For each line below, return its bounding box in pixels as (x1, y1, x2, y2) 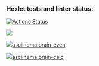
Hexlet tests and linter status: (6, 5, 94, 13)
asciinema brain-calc (12, 54, 64, 61)
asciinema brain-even (12, 41, 66, 48)
